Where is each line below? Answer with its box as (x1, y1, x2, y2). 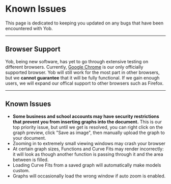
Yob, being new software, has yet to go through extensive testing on (5, 58, 149, 64)
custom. (12, 167, 30, 173)
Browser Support (5, 45, 61, 54)
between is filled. (12, 156, 49, 163)
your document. (12, 135, 46, 141)
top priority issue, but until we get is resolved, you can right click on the (12, 124, 163, 130)
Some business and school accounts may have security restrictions (12, 113, 159, 119)
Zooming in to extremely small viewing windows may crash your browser (12, 140, 166, 146)
